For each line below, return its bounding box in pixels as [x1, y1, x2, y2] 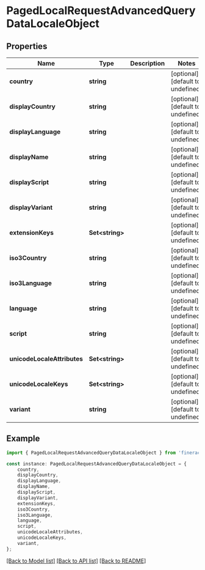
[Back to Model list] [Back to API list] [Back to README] [6, 557, 146, 564]
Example [6, 434, 40, 444]
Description [130, 59, 165, 67]
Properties [6, 41, 48, 51]
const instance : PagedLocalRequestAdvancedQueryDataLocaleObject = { [6, 461, 187, 467]
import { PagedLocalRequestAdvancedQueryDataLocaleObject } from [6, 450, 176, 456]
